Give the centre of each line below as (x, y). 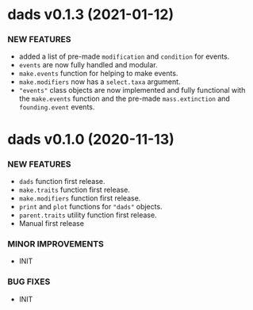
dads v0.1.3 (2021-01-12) (91, 15)
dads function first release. (62, 181)
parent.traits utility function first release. (88, 215)
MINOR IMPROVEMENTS (56, 243)
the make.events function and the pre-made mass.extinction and (125, 99)
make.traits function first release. (74, 189)
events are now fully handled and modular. (88, 65)
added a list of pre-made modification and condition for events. (124, 56)
